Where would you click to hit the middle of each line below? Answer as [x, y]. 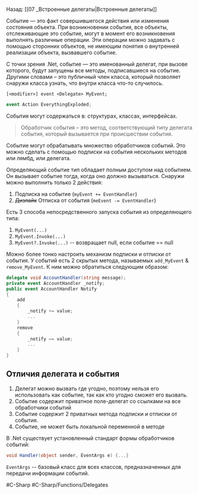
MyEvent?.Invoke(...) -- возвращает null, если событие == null [94, 243]
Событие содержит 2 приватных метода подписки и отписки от [96, 414]
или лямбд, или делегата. [39, 158]
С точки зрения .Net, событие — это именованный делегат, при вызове [97, 64]
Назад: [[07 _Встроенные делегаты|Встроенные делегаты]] [82, 9]
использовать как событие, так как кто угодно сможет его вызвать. [101, 395]
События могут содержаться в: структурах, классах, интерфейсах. [92, 116]
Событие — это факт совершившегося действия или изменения [88, 21]
